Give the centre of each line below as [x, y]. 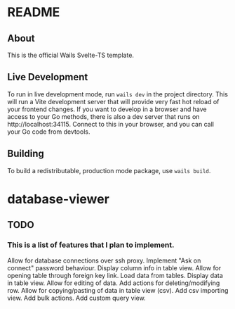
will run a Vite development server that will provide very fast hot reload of [113, 101]
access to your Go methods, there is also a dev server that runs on [103, 116]
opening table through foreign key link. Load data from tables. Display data [115, 275]
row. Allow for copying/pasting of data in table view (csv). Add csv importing [118, 290]
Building [26, 154]
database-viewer [59, 199]
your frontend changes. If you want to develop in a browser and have [107, 109]
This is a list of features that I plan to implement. [91, 245]
